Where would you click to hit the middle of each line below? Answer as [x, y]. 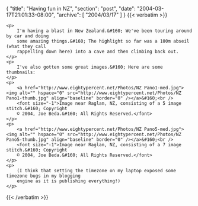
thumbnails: [21, 72]
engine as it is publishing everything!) [68, 181]
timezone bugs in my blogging [44, 176]
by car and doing [28, 36]
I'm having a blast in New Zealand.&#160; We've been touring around [105, 31]
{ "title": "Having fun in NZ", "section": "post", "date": [71, 9]
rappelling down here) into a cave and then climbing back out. [98, 51]
